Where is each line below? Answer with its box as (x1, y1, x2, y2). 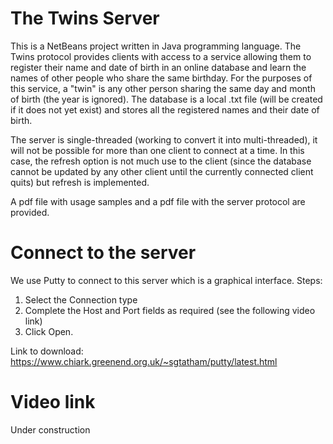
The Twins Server (10, 7, 160, 30)
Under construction (10, 423, 91, 436)
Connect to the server (10, 242, 197, 264)
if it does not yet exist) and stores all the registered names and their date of (10, 103, 320, 116)
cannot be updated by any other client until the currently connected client (10, 165, 314, 177)
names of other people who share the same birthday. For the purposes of (10, 72, 313, 84)
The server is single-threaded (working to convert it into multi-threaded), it (10, 133, 318, 146)
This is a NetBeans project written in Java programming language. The (10, 40, 302, 52)
